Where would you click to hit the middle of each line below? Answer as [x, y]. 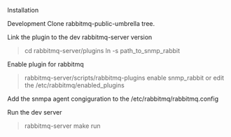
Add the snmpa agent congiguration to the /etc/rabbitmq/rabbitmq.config [113, 99]
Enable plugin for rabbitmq [45, 64]
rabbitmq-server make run [62, 126]
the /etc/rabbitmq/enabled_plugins [74, 85]
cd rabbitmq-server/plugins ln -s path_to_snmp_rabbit [102, 51]
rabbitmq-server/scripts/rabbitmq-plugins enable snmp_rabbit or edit [124, 78]
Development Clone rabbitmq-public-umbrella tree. [81, 23]
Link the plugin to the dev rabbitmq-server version [80, 37]
